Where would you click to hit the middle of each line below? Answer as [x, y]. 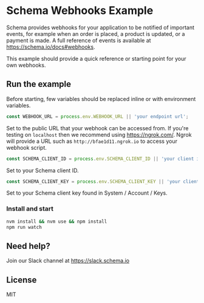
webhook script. [26, 147]
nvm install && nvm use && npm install [57, 221]
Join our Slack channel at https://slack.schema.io [68, 261]
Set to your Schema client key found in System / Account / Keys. [87, 193]
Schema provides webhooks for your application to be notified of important [100, 27]
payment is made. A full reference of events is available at [79, 40]
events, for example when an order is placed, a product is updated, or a [96, 33]
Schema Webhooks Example [80, 11]
